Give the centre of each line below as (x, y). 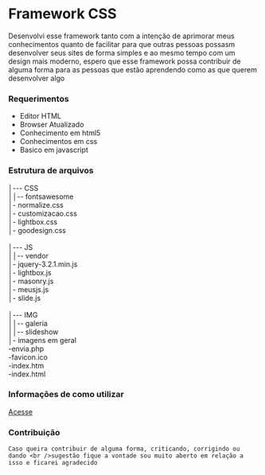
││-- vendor (29, 255)
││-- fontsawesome (41, 197)
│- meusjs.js (29, 289)
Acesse (21, 411)
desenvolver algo (37, 78)
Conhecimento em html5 (60, 133)
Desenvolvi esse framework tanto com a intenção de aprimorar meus (121, 36)
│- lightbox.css (33, 222)
